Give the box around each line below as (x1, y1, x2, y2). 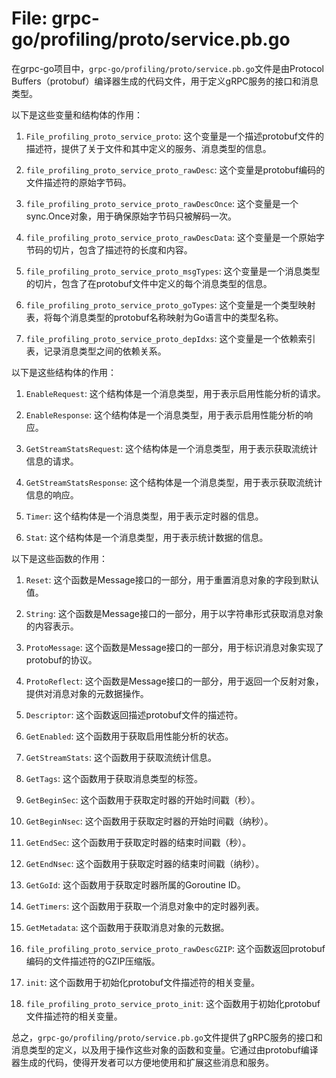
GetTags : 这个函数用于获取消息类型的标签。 (25, 772, 203, 784)
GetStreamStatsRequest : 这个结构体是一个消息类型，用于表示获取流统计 (25, 442, 319, 454)
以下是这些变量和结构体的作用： (11, 108, 143, 121)
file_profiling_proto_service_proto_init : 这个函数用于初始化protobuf (25, 997, 321, 1009)
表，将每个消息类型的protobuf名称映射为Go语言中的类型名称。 (25, 311, 284, 323)
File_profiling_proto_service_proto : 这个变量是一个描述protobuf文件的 (25, 130, 325, 142)
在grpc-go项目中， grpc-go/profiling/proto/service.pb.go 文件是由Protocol (11, 62, 324, 74)
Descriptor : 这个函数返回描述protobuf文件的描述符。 (25, 708, 244, 721)
